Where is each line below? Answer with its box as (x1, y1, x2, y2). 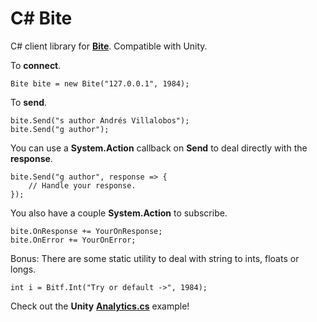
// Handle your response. (28, 180, 137, 191)
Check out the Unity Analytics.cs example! (10, 300, 190, 312)
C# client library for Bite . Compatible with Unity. (10, 40, 208, 52)
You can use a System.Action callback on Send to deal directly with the (10, 142, 308, 154)
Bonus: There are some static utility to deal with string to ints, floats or (10, 252, 300, 264)
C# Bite (10, 7, 73, 30)
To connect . (10, 59, 62, 71)
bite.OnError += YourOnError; (10, 235, 137, 245)
